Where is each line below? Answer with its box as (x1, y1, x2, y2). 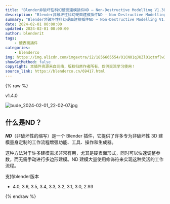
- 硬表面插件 (14, 41, 38, 46)
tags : (5, 36, 17, 41)
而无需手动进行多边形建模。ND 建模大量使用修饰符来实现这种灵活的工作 (14, 156, 164, 162)
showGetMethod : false (5, 59, 51, 64)
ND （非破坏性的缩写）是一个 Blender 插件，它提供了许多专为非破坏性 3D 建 (5, 132, 163, 139)
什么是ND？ (5, 118, 42, 127)
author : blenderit (5, 31, 44, 36)
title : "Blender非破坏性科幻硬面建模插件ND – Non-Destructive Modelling (5, 7, 153, 13)
